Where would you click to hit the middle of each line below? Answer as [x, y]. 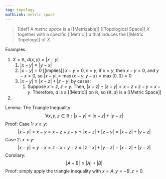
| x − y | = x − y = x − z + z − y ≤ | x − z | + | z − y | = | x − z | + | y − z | [84, 132]
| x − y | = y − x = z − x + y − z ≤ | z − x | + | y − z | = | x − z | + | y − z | [84, 147]
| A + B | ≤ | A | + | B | [84, 163]
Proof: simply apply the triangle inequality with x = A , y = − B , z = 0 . [74, 171]
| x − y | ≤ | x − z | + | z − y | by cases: [55, 81]
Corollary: [16, 155]
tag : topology [20, 10]
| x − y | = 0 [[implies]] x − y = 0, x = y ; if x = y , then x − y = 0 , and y [89, 70]
